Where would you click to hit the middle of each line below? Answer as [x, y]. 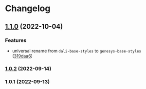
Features [16, 40]
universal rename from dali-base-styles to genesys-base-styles [77, 51]
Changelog [28, 9]
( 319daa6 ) [22, 56]
